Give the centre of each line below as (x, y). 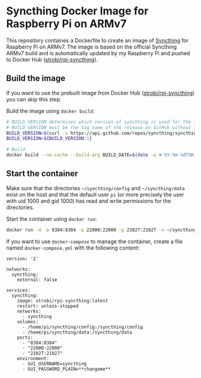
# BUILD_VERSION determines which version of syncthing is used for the (99, 122)
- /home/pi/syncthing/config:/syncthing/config (83, 327)
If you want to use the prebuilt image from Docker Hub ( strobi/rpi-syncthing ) (100, 93)
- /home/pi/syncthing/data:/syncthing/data (77, 332)
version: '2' (22, 259)
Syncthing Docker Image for (77, 11)
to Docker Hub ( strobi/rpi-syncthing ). (52, 59)
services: (19, 290)
